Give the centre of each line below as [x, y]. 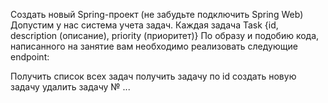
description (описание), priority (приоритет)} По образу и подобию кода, [165, 35]
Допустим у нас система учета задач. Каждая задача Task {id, [144, 25]
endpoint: [30, 57]
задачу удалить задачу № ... [70, 87]
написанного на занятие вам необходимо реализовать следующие [154, 46]
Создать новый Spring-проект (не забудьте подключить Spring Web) [157, 14]
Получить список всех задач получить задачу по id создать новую [153, 76]
